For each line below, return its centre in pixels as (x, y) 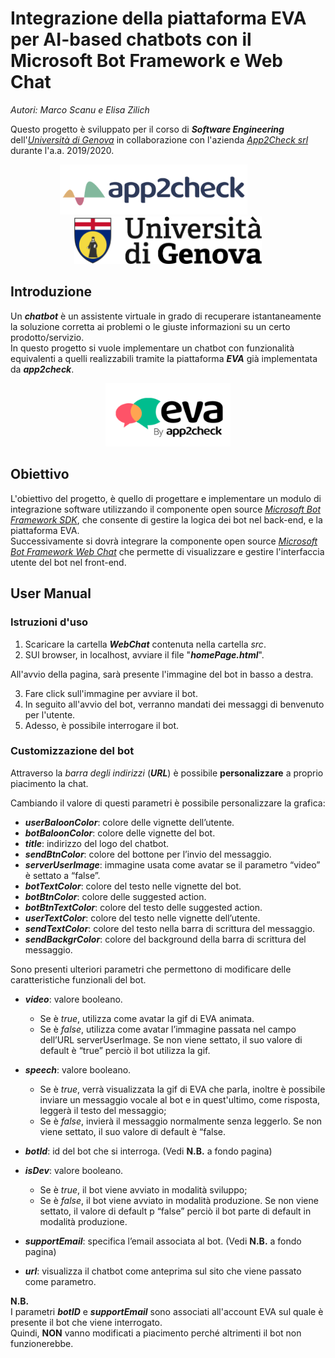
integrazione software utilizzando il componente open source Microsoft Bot (165, 509)
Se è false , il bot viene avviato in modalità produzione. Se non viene (179, 1200)
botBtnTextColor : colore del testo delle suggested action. (143, 907)
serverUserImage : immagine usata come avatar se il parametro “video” (172, 864)
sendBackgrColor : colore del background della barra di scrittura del (165, 939)
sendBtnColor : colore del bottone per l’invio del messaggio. (148, 854)
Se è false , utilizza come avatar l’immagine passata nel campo (168, 1029)
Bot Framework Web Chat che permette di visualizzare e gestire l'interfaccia (167, 551)
